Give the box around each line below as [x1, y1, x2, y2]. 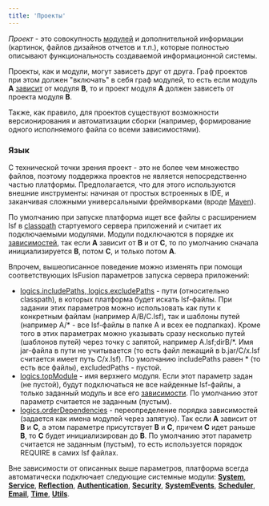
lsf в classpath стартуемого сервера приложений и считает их [8, 221, 222, 230]
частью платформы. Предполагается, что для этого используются [8, 180, 236, 189]
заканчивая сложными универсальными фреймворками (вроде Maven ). [8, 196, 256, 206]
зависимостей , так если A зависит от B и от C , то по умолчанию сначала [8, 237, 259, 247]
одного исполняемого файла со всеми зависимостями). [8, 124, 202, 134]
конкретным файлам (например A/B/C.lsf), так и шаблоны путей [19, 311, 240, 321]
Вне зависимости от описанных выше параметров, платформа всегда [8, 463, 250, 473]
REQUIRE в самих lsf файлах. [19, 447, 118, 457]
